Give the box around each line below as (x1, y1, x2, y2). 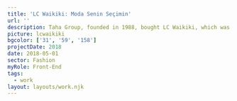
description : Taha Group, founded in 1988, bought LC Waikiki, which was (7, 23, 231, 31)
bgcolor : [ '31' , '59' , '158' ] (7, 37, 97, 44)
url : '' (7, 17, 31, 24)
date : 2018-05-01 (7, 51, 59, 58)
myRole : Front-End (7, 63, 62, 70)
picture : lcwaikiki (7, 30, 65, 38)
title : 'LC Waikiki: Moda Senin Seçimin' (7, 10, 132, 18)
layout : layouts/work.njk (7, 83, 84, 90)
